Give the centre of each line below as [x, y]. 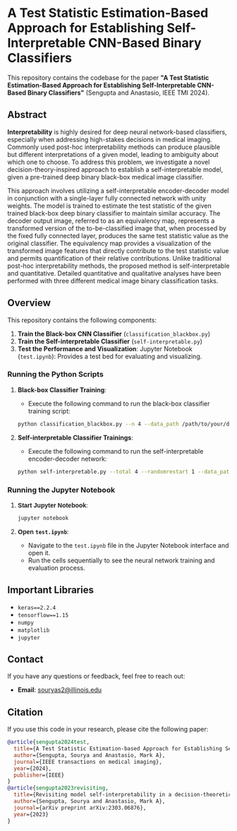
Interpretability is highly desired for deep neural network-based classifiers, [117, 131]
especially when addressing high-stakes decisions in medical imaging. [110, 139]
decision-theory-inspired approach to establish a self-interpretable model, [115, 169]
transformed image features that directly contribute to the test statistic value [118, 251]
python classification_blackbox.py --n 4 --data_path [98, 424]
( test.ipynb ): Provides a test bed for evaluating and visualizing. [110, 356]
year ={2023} [31, 814]
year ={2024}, [33, 768]
